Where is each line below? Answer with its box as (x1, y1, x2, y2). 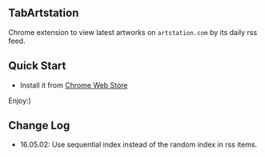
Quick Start (8, 59, 66, 73)
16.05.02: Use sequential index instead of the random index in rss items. (19, 139, 258, 150)
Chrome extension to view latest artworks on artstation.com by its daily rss (8, 27, 258, 37)
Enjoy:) (8, 96, 32, 105)
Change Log (8, 119, 70, 132)
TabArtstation (8, 6, 79, 20)
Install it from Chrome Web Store (19, 80, 128, 90)
